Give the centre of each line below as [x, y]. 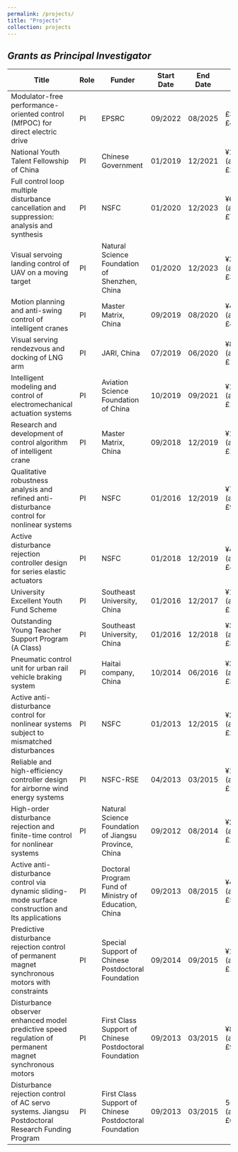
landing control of [40, 264]
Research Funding [41, 1129]
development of [37, 434]
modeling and [34, 387]
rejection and [33, 827]
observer [26, 1012]
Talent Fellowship [40, 161]
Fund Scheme [34, 610]
